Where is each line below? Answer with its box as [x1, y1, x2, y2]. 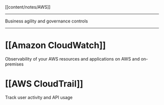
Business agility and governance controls [5, 18, 88, 24]
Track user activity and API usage [5, 94, 73, 100]
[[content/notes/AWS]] [5, 4, 51, 10]
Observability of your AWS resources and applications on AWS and [5, 56, 140, 62]
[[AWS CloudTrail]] [5, 78, 83, 89]
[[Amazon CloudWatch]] [5, 40, 106, 51]
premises [5, 61, 24, 67]
